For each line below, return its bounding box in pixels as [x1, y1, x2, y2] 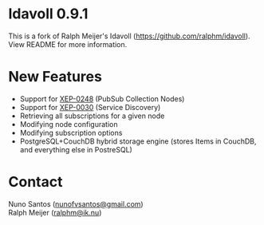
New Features [8, 68, 102, 86]
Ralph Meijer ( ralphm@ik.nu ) [8, 207, 102, 217]
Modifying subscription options [19, 128, 123, 137]
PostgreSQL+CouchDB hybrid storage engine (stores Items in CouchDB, [19, 136, 257, 146]
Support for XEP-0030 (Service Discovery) [19, 102, 161, 112]
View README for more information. [8, 39, 128, 49]
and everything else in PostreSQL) [19, 144, 133, 154]
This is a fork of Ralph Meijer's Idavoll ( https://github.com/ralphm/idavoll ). [8, 31, 250, 41]
